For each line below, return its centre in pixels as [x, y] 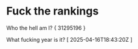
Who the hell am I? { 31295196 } [46, 28]
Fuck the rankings [53, 11]
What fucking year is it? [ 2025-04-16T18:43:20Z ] [69, 39]
